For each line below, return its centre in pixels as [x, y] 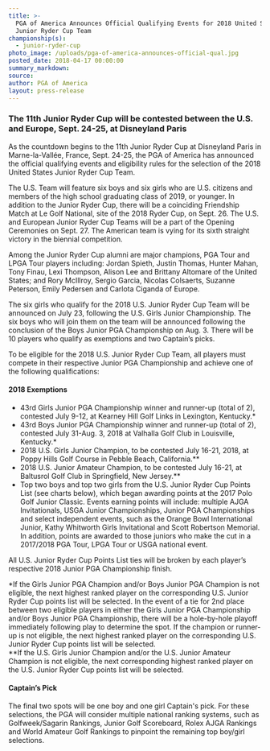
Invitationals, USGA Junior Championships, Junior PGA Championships [137, 510]
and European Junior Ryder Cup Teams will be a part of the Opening [121, 221]
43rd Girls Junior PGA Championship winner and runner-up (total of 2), [137, 407]
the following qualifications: [54, 371]
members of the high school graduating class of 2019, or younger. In [122, 196]
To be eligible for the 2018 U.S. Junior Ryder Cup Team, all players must [127, 354]
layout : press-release [46, 91]
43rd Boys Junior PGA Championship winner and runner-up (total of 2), [138, 424]
